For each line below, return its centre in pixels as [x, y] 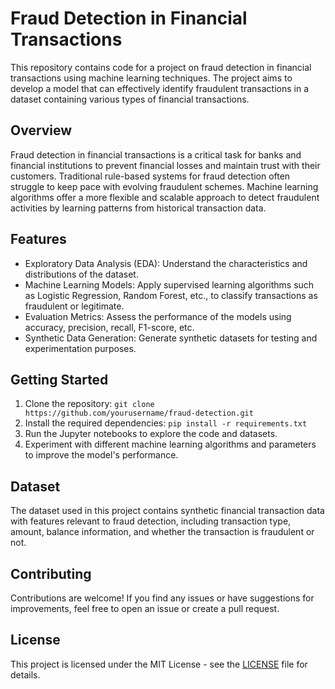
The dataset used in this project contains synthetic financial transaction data [167, 511]
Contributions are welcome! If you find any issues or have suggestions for [162, 598]
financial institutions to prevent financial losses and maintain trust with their [165, 165]
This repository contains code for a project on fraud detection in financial [161, 67]
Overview [41, 130]
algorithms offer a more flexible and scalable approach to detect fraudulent [165, 197]
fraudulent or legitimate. [74, 306]
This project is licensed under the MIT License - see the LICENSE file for [159, 664]
